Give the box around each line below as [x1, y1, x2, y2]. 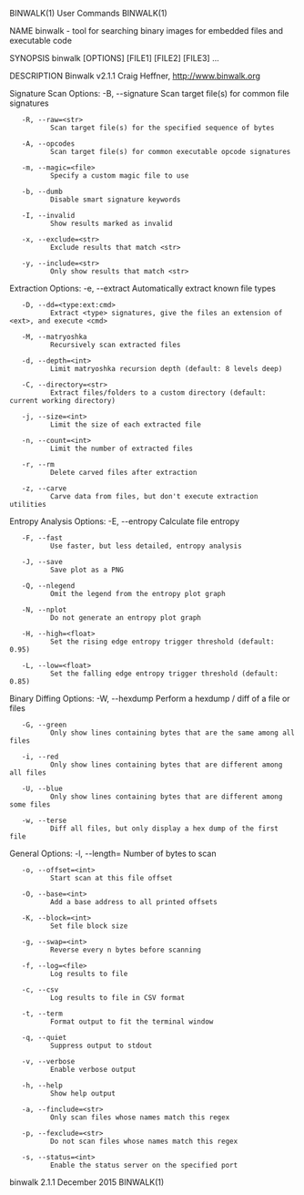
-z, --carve [21, 484, 67, 493]
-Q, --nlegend [21, 582, 76, 591]
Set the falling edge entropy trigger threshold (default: [49, 669, 279, 678]
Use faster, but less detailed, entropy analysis [49, 541, 243, 551]
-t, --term [21, 1009, 64, 1018]
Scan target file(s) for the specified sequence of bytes [49, 123, 275, 132]
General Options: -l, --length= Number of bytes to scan [9, 848, 217, 859]
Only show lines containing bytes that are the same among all [49, 728, 296, 737]
